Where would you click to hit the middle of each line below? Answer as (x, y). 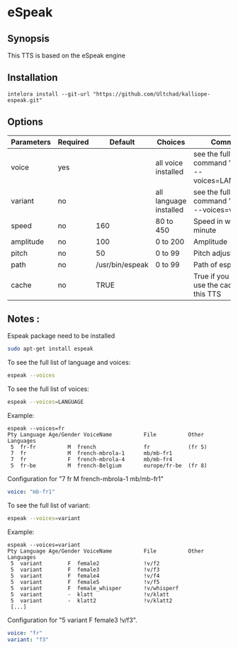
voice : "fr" (25, 633)
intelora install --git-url (49, 94)
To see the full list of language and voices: (69, 363)
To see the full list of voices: (49, 389)
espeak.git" (25, 100)
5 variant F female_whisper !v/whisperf (95, 588)
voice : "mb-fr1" (31, 492)
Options (25, 122)
